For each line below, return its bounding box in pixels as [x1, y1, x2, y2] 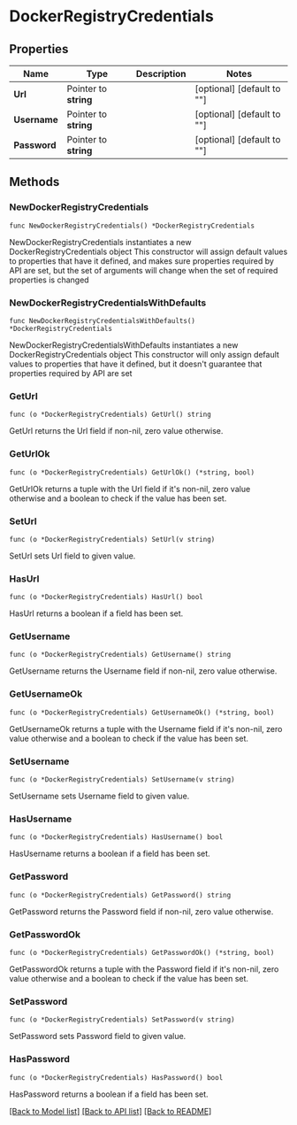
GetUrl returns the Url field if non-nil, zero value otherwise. [9, 426, 224, 436]
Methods [9, 174, 60, 189]
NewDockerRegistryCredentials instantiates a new [9, 236, 192, 247]
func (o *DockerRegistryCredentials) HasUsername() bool [9, 833, 224, 842]
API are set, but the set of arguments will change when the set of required [9, 265, 278, 275]
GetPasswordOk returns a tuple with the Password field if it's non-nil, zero [9, 963, 279, 975]
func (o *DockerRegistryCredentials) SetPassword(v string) [9, 1015, 236, 1024]
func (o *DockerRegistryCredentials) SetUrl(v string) [9, 535, 216, 543]
